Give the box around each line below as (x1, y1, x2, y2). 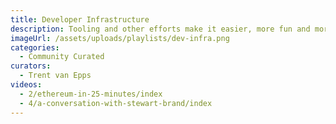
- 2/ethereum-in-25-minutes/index (19, 89, 163, 99)
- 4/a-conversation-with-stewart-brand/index (19, 98, 213, 108)
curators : (10, 61, 52, 71)
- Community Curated (19, 52, 105, 62)
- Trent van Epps (19, 71, 92, 81)
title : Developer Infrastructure (10, 14, 150, 25)
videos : (10, 80, 43, 90)
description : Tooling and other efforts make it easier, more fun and (10, 24, 311, 34)
